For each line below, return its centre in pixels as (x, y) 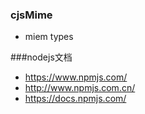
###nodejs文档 (41, 57)
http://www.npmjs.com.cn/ (80, 88)
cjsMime (31, 15)
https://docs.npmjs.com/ (75, 99)
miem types (49, 37)
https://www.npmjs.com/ (76, 77)
